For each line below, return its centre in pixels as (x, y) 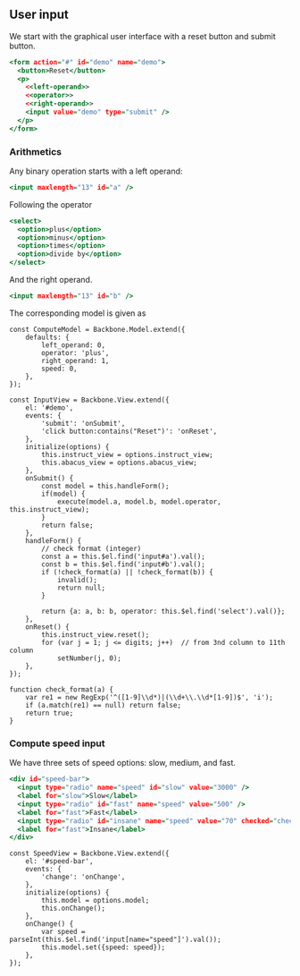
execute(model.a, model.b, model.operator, (139, 501)
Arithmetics (36, 151)
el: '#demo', (50, 407)
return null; (81, 588)
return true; (50, 713)
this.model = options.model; (96, 901)
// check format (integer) (92, 548)
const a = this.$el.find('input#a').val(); (123, 556)
